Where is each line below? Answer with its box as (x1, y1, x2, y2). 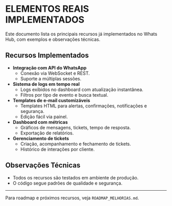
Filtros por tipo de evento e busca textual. (20, 91, 109, 98)
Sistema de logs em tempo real (12, 81, 80, 87)
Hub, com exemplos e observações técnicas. (5, 36, 101, 42)
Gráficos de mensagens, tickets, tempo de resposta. (20, 124, 131, 130)
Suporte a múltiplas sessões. (20, 75, 82, 82)
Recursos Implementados (5, 51, 89, 60)
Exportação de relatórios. (20, 130, 74, 136)
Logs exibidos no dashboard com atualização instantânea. (20, 86, 143, 93)
